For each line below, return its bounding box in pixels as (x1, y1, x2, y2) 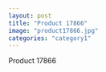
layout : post (8, 11, 52, 20)
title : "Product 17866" (8, 19, 88, 27)
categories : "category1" (8, 34, 92, 42)
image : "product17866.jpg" (8, 26, 99, 34)
